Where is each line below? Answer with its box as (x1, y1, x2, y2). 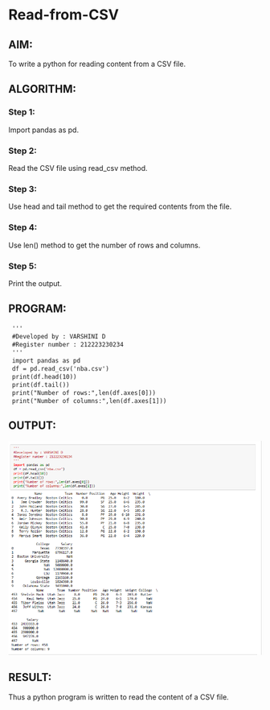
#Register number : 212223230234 (11, 340, 125, 348)
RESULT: (8, 671, 52, 684)
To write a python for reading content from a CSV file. (8, 59, 186, 69)
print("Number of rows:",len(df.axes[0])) (11, 388, 157, 397)
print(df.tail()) (11, 380, 70, 388)
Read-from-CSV (8, 6, 119, 24)
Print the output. (8, 278, 63, 288)
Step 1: (8, 106, 35, 118)
